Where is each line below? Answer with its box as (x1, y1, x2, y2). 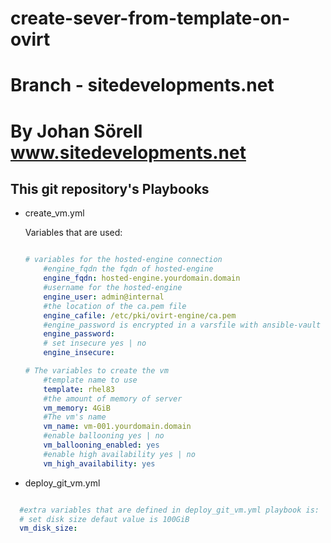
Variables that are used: (24, 227, 123, 239)
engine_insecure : (43, 348, 115, 358)
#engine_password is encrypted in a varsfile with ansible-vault (43, 320, 322, 330)
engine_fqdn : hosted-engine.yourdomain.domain (43, 273, 241, 284)
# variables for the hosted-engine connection (24, 255, 223, 265)
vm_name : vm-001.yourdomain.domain (43, 422, 192, 432)
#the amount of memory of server (43, 393, 183, 404)
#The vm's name (43, 412, 107, 422)
